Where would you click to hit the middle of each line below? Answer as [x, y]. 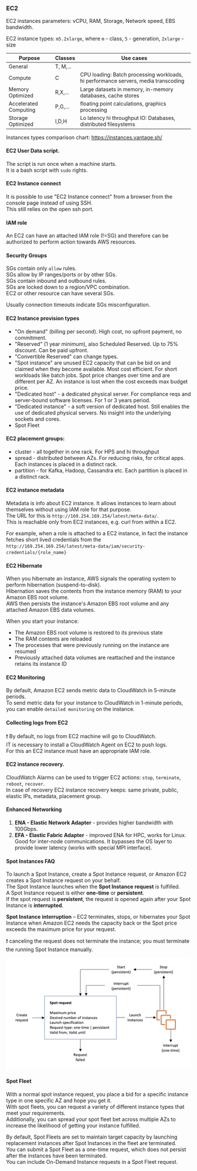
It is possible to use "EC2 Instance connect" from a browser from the [89, 196]
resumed [25, 652]
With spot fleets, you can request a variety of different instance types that [95, 1106]
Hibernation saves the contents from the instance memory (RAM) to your [94, 591]
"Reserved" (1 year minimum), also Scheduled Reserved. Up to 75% [96, 344]
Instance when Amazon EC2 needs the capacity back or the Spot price [92, 923]
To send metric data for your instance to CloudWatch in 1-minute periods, [95, 703]
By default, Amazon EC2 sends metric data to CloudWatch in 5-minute [91, 690]
